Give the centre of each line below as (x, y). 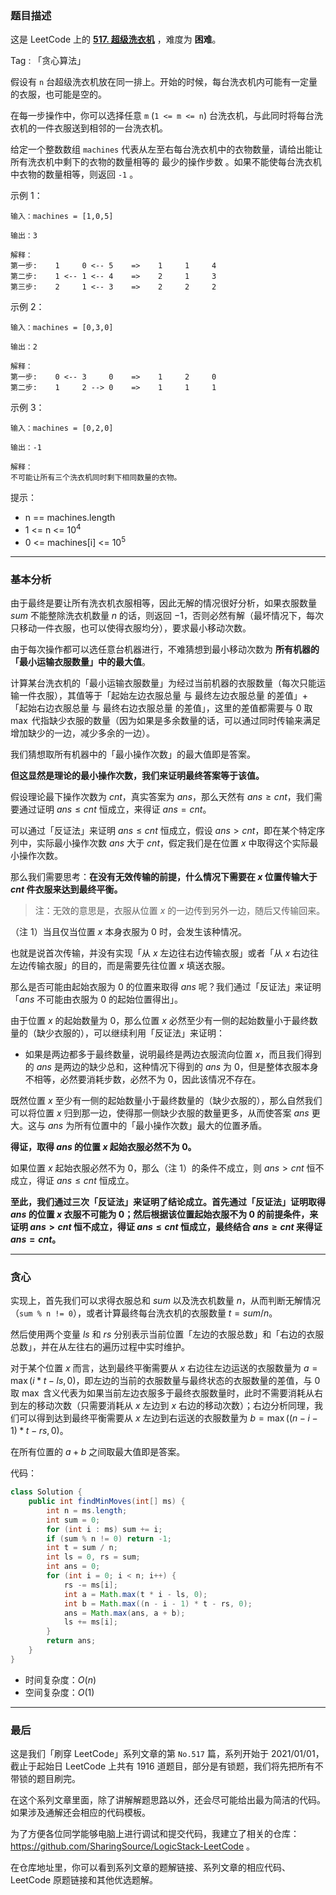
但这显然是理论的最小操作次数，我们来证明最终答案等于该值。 (137, 775)
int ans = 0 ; (73, 1567)
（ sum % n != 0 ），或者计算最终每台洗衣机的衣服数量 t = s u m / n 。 (144, 1313)
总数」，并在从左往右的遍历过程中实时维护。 (100, 1347)
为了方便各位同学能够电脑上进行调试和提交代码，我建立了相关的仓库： (155, 1834)
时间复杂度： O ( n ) (60, 1679)
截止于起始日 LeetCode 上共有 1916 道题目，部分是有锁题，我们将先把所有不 (167, 1766)
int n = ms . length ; (87, 1510)
